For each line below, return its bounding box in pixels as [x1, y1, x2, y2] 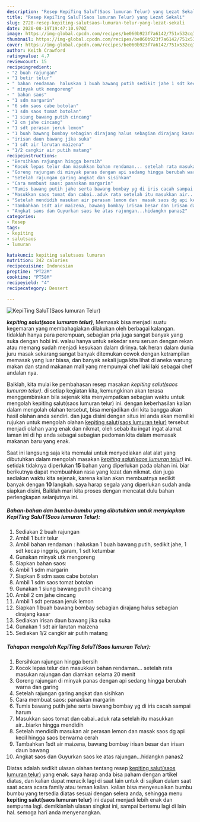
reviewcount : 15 [7, 58, 47, 64]
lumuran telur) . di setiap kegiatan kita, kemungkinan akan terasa [7, 387, 164, 394]
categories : [7, 214, 36, 220]
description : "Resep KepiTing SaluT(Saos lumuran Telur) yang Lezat [7, 8, 180, 15]
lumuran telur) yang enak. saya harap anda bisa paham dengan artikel [7, 771, 177, 778]
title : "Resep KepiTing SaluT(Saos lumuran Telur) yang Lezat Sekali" [7, 14, 185, 20]
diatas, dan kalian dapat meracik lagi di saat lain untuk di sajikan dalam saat [7, 777, 192, 784]
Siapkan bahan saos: [15, 560, 67, 567]
